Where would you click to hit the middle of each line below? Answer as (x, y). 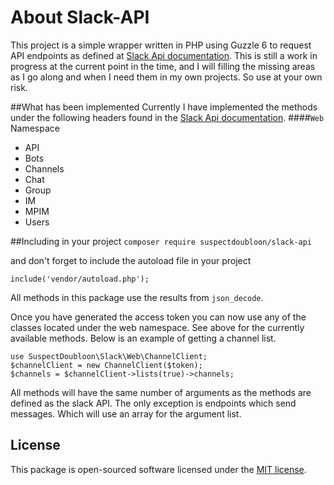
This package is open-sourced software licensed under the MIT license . (158, 469)
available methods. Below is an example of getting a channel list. (143, 338)
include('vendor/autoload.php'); (80, 279)
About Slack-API (80, 17)
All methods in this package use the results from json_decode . (137, 297)
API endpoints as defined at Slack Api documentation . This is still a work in (164, 55)
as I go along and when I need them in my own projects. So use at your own (166, 77)
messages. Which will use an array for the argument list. (126, 413)
